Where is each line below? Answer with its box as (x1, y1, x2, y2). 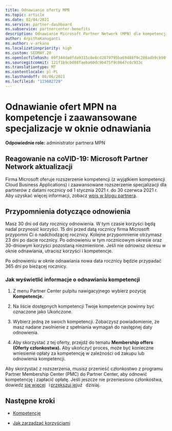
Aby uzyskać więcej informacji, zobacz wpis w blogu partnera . (5, 192, 137, 199)
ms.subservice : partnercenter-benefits (5, 27, 91, 32)
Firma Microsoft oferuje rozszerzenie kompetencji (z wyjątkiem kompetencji (5, 176, 165, 182)
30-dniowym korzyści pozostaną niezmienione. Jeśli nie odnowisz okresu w (5, 243, 166, 249)
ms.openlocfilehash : (5, 55, 50, 60)
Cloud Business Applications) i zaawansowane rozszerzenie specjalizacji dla (5, 181, 167, 187)
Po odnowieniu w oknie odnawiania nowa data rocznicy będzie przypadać (5, 258, 162, 264)
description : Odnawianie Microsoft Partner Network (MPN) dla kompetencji (5, 31, 168, 36)
